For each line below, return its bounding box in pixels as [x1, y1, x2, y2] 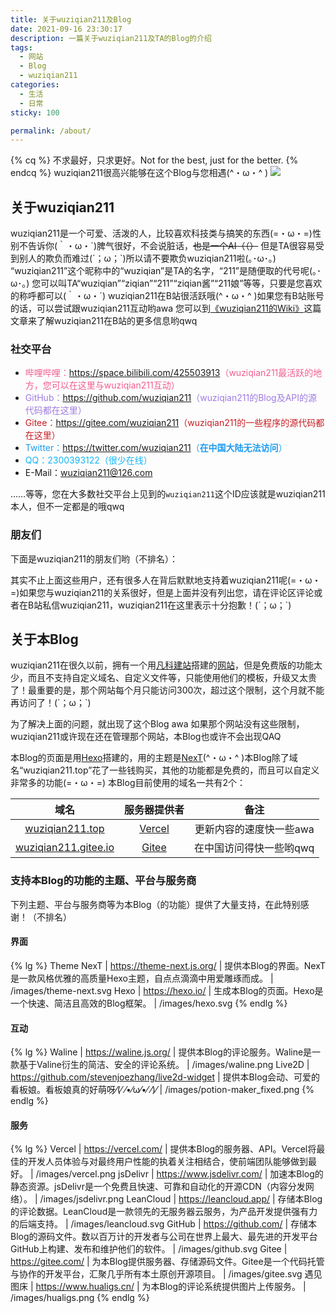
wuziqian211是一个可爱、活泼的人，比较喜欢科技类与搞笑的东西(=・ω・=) [10, 227, 313, 240]
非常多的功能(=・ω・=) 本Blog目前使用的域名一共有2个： [10, 777, 247, 789]
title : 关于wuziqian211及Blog [10, 14, 132, 25]
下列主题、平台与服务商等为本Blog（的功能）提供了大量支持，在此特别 [10, 898, 301, 910]
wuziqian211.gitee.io [15, 841, 115, 855]
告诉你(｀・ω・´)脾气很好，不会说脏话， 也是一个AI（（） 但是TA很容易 [27, 240, 316, 252]
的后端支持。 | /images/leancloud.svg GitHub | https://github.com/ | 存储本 [10, 1218, 317, 1230]
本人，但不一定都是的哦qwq [10, 501, 125, 513]
